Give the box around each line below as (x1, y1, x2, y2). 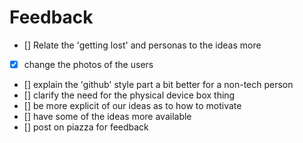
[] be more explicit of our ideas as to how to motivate (23, 100, 242, 111)
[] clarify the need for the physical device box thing (23, 89, 236, 101)
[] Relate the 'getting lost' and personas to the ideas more (23, 39, 262, 51)
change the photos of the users (23, 58, 154, 70)
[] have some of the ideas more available (23, 111, 192, 122)
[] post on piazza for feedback (23, 121, 149, 133)
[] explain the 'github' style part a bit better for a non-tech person (23, 79, 294, 90)
